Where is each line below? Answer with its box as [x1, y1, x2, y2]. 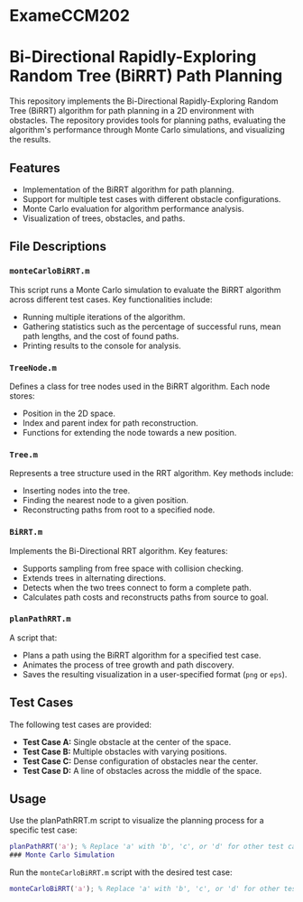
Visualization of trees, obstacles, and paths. [22, 213, 186, 224]
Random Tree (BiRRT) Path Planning [9, 66, 283, 87]
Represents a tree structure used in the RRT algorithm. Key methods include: [9, 468, 294, 479]
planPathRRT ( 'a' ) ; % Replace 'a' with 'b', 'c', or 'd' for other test [9, 842, 284, 851]
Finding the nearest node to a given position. [22, 495, 189, 506]
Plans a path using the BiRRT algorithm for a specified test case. [22, 649, 262, 660]
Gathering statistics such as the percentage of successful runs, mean [22, 321, 281, 332]
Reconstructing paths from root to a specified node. [22, 504, 216, 515]
